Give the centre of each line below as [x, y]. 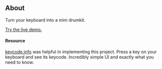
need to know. [20, 62]
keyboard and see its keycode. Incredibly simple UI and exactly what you [80, 57]
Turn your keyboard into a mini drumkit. [45, 20]
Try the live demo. [24, 30]
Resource [15, 41]
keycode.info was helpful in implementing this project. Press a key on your [81, 52]
